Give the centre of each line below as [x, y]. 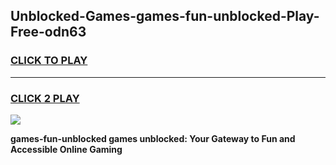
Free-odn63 [48, 32]
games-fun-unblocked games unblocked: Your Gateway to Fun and [153, 138]
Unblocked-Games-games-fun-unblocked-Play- [165, 16]
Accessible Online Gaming [66, 149]
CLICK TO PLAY [49, 61]
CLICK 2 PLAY [45, 98]
